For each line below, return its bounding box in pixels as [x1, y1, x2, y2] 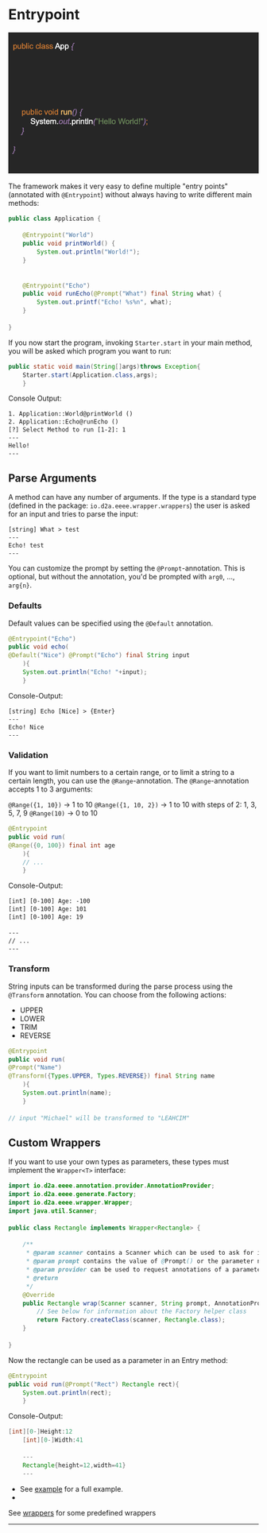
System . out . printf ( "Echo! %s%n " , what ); [37, 298, 172, 307]
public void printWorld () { [22, 240, 115, 248]
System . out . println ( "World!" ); [37, 248, 141, 256]
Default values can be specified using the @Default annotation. [8, 618, 213, 628]
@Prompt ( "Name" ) [8, 1063, 62, 1072]
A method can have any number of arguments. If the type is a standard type [8, 493, 257, 502]
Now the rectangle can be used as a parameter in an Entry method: [8, 1355, 228, 1365]
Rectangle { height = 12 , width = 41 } [22, 1461, 126, 1469]
